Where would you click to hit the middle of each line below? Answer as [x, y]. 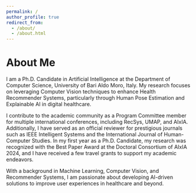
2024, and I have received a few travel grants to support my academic [92, 153]
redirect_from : [25, 22]
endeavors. [20, 159]
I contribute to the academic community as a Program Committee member [97, 116]
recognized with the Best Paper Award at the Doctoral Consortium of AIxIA [97, 147]
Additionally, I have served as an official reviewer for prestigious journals [94, 128]
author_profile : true [33, 17]
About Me [31, 63]
